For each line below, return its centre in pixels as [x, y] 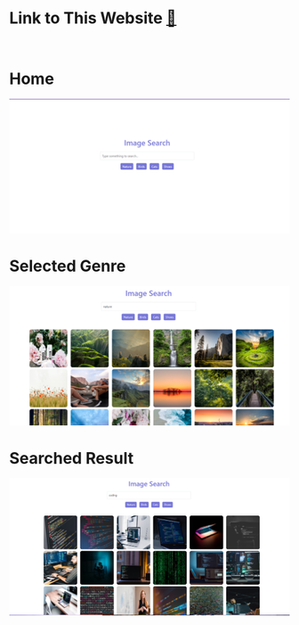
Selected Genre [68, 266]
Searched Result [72, 458]
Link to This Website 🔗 [93, 18]
